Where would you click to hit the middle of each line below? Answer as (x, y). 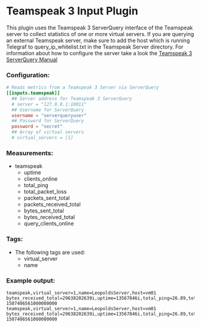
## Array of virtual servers (48, 132)
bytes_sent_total (44, 211)
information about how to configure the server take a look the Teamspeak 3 (99, 53)
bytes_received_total (49, 217)
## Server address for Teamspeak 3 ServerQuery (72, 98)
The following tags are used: (50, 252)
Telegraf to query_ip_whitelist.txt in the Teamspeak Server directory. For (95, 47)
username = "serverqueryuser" (49, 115)
